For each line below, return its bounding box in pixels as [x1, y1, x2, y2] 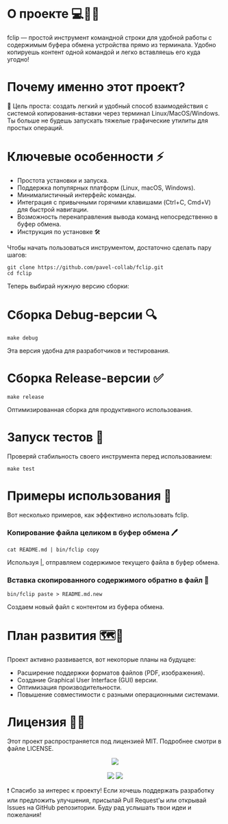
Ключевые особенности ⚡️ [7, 149, 164, 165]
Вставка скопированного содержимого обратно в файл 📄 [7, 575, 210, 584]
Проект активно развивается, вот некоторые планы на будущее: [7, 656, 197, 664]
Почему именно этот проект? [7, 79, 186, 95]
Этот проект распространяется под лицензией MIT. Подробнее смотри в [7, 737, 222, 745]
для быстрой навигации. [16, 205, 89, 214]
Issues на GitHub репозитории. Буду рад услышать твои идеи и [7, 803, 192, 812]
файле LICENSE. [7, 745, 54, 753]
